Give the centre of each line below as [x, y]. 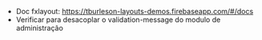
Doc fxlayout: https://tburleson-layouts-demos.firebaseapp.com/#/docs [135, 11]
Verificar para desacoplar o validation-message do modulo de [118, 20]
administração [40, 28]
